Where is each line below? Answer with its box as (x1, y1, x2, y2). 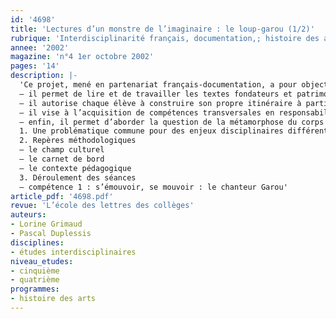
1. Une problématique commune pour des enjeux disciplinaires (19, 126, 284, 136)
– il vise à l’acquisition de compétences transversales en (19, 107, 275, 118)
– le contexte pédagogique (19, 163, 132, 173)
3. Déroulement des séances (19, 172, 137, 183)
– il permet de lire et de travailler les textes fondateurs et (19, 89, 293, 99)
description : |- (10, 71, 78, 81)
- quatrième (10, 275, 60, 285)
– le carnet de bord (19, 154, 105, 164)
